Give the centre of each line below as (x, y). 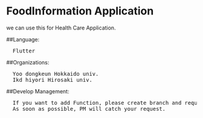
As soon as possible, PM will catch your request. (89, 109)
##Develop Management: (38, 91)
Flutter (24, 51)
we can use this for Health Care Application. (61, 28)
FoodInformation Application (80, 11)
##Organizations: (28, 62)
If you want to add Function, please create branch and (97, 103)
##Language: (23, 39)
